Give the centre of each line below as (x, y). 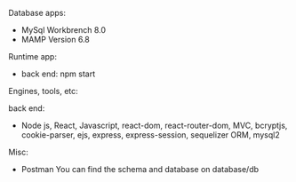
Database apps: (37, 13)
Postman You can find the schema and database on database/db (140, 169)
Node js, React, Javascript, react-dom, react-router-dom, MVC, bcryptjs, (154, 125)
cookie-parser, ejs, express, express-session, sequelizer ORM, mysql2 (151, 135)
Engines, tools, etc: (44, 91)
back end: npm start (58, 74)
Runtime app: (32, 56)
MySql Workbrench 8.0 (64, 30)
